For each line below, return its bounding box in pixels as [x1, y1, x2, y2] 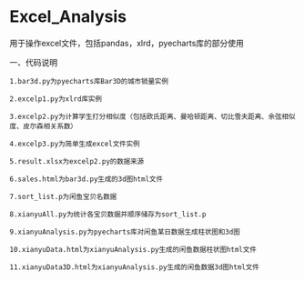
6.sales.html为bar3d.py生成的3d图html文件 [9, 175, 164, 184]
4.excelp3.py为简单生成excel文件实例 [9, 139, 140, 148]
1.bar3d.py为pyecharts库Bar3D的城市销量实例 [9, 76, 168, 85]
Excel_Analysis [9, 6, 127, 27]
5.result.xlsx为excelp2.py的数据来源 [9, 156, 144, 166]
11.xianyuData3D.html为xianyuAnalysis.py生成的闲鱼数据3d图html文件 [9, 262, 259, 272]
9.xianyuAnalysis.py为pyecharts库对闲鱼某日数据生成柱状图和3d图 [9, 227, 241, 236]
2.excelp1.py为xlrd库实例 [9, 94, 103, 104]
